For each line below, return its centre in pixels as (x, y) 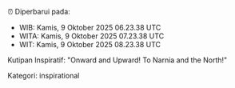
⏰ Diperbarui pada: (39, 12)
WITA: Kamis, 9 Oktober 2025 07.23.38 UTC (92, 36)
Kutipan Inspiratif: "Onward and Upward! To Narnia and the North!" (117, 60)
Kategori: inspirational (44, 76)
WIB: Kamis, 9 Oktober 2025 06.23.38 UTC (90, 28)
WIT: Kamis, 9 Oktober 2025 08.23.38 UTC (90, 44)
